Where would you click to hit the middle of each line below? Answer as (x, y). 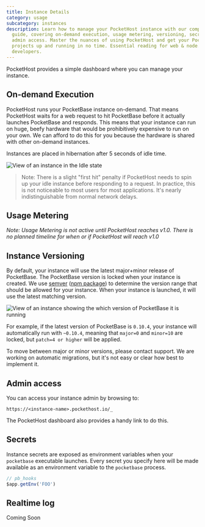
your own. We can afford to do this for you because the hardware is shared (101, 135)
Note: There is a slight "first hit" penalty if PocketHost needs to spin (106, 177)
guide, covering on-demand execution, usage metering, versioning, (99, 35)
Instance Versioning (45, 256)
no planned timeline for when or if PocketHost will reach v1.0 (83, 237)
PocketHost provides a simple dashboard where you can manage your (95, 69)
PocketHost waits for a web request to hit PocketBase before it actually (95, 116)
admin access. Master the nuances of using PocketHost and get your (101, 40)
